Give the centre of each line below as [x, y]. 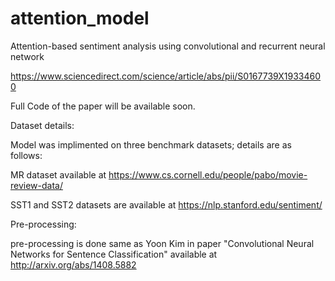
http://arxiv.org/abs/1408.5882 [73, 264]
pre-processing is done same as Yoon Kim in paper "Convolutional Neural [162, 243]
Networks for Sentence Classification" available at [114, 254]
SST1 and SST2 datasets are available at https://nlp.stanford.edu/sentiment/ [166, 204]
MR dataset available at [58, 174]
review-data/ [36, 185]
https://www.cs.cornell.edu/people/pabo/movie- [208, 174]
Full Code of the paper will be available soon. [103, 106]
